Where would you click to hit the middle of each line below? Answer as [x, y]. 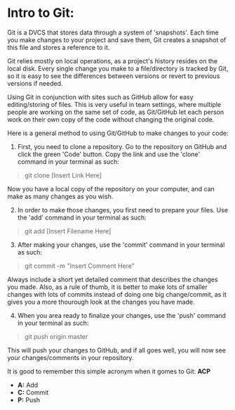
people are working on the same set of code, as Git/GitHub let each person [116, 112]
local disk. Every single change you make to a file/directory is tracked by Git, [118, 68]
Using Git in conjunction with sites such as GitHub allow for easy [101, 97]
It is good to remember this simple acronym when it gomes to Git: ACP [109, 371]
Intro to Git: [41, 13]
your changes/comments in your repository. [70, 357]
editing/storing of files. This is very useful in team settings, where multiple [114, 104]
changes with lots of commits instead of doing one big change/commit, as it [117, 294]
